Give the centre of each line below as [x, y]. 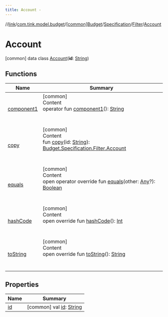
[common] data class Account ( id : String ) [47, 58]
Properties [22, 284]
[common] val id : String [54, 307]
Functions [21, 74]
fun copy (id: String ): [66, 142]
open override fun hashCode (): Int [82, 221]
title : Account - [23, 10]
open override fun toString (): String [84, 254]
